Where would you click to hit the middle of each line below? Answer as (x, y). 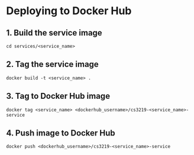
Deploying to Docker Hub (69, 11)
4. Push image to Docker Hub (61, 133)
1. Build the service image (54, 33)
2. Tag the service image (52, 64)
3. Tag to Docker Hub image (58, 96)
